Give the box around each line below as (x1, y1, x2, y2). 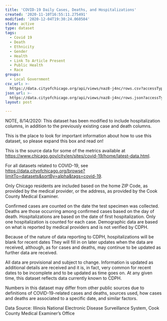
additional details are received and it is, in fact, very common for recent (5, 265, 152, 271)
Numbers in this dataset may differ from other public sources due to (5, 285, 145, 291)
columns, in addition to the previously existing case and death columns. (5, 123, 152, 129)
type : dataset (5, 26, 35, 31)
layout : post (5, 100, 32, 105)
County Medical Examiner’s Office (5, 311, 75, 317)
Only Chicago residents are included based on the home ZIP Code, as (5, 183, 148, 189)
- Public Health (9, 63, 43, 68)
